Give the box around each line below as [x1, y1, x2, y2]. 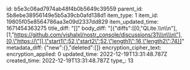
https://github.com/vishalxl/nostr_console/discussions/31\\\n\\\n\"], [14, 31, 183, 38]
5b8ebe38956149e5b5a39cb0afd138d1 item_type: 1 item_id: [6, 12, 158, 19]
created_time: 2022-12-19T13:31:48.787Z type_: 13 [6, 57, 134, 64]
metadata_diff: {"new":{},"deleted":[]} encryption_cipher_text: [6, 44, 162, 51]
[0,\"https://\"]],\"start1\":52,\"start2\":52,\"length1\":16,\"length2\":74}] [6, 38, 182, 44]
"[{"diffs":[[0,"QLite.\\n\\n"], [107, 24, 178, 32]
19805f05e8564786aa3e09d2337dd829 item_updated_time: [6, 18, 159, 25]
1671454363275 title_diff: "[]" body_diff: [6, 24, 107, 32]
